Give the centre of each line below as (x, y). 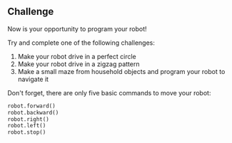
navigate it (33, 79)
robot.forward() (31, 106)
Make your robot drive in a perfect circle (77, 56)
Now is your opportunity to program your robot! (77, 28)
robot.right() (29, 119)
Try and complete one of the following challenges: (81, 43)
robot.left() (27, 126)
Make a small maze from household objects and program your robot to (121, 71)
